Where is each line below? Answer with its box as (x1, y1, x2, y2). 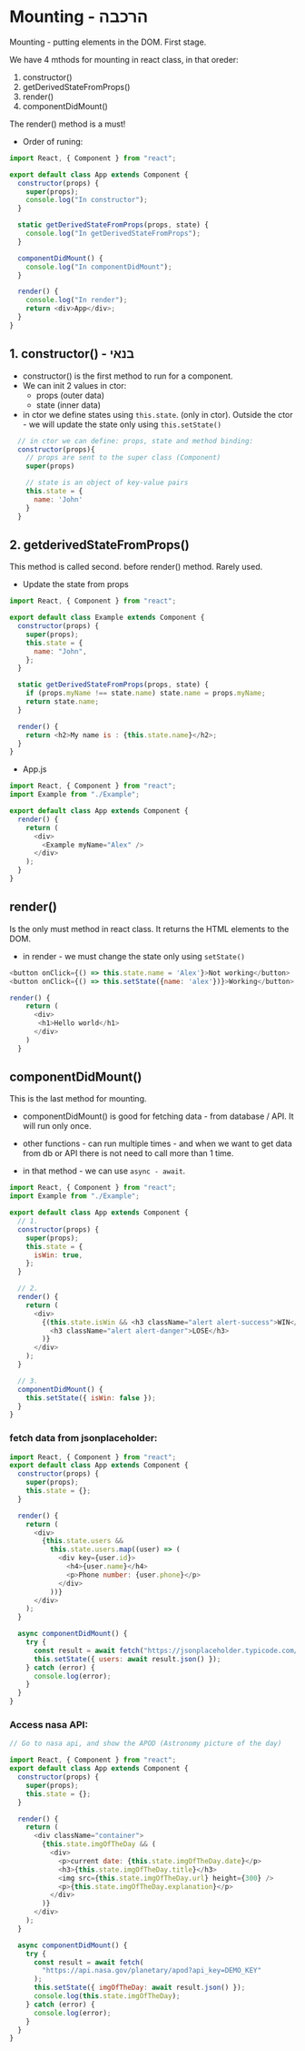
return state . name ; (25, 697, 100, 706)
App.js (22, 764, 47, 775)
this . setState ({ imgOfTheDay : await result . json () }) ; (33, 1983, 246, 1993)
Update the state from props (22, 579, 129, 590)
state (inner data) (35, 399, 102, 411)
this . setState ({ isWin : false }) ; (25, 1393, 156, 1403)
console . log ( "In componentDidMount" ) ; (25, 262, 172, 271)
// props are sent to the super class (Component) (25, 453, 221, 462)
